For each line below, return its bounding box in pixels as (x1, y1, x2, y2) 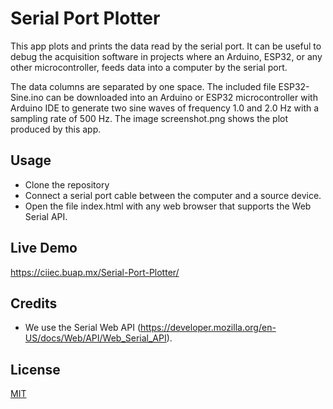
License (10, 361, 61, 378)
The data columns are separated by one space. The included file (10, 80, 277, 92)
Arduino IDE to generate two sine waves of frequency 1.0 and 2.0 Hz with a (10, 102, 320, 114)
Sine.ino (10, 91, 44, 103)
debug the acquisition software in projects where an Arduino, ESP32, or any (10, 50, 323, 62)
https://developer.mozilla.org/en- (140, 322, 277, 334)
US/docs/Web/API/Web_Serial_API (24, 332, 167, 344)
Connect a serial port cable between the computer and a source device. (24, 189, 322, 201)
